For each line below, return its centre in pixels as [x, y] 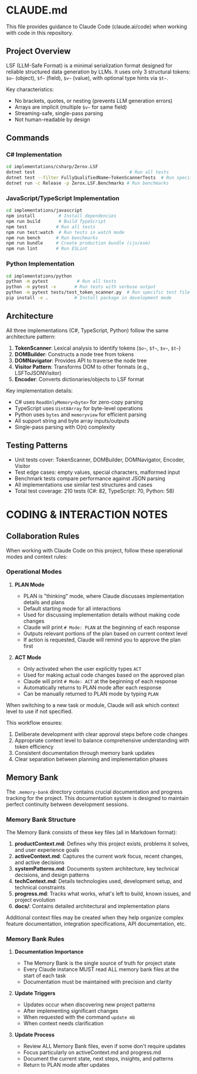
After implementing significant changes [71, 1011]
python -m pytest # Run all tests [61, 282]
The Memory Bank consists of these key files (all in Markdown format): [91, 832]
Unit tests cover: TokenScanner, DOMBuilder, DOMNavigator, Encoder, [100, 460]
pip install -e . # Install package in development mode [89, 298]
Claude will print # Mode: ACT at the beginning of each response [100, 681]
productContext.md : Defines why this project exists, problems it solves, [102, 844]
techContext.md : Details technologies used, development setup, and [98, 881]
